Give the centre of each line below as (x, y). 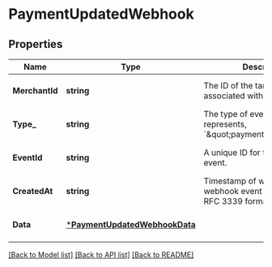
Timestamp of (230, 181)
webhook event (233, 191)
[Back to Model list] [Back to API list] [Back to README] (101, 255)
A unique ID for (232, 153)
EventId (28, 157)
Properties (36, 44)
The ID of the (228, 86)
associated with (234, 96)
